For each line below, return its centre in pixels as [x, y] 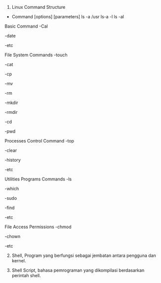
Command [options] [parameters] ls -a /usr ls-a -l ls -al [68, 17]
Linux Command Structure [39, 7]
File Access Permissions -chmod [38, 227]
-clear [11, 150]
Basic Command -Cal [26, 26]
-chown [13, 236]
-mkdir [11, 103]
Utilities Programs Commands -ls [38, 179]
